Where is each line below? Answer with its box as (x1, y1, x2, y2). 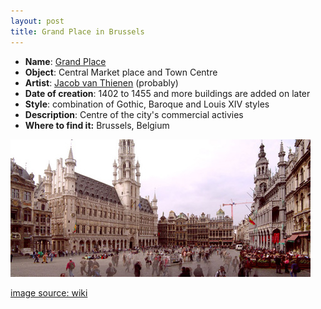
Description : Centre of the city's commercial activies (24, 108, 244, 120)
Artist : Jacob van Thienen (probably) (24, 76, 179, 89)
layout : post (10, 16, 65, 26)
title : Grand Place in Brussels (10, 26, 145, 37)
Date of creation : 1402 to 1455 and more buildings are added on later (24, 87, 311, 99)
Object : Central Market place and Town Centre (24, 66, 218, 78)
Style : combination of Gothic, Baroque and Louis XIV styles (24, 98, 270, 110)
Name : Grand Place (24, 55, 107, 67)
